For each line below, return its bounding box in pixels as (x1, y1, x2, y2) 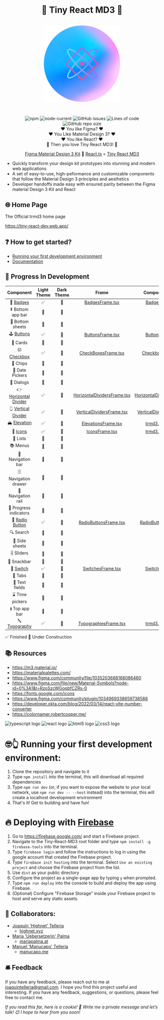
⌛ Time (12, 592, 27, 597)
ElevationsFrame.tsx (82, 420, 123, 426)
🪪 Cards (11, 340, 28, 345)
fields (14, 585, 25, 591)
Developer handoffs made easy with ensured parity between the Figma (12, 181, 155, 187)
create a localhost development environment (12, 795, 102, 801)
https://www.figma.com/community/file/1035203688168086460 (12, 675, 142, 681)
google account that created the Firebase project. (12, 854, 112, 860)
